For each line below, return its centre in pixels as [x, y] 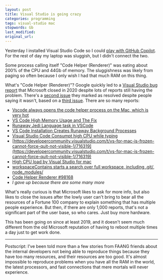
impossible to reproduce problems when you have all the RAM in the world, [80, 261]
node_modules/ [28, 172]
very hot [20, 115]
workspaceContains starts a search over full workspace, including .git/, [83, 167]
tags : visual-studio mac [30, 23]
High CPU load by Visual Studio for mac [52, 162]
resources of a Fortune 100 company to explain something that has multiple [81, 202]
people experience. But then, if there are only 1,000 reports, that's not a [76, 207]
